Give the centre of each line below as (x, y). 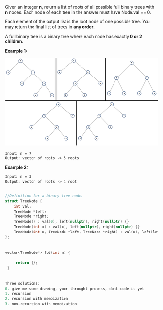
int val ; (23, 206)
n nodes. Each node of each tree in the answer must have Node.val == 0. (78, 12)
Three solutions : (23, 283)
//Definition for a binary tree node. (44, 196)
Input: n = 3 (18, 177)
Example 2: (16, 167)
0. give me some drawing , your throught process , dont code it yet (75, 289)
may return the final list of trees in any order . (50, 27)
